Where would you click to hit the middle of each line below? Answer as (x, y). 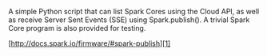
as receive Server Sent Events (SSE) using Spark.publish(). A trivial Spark (129, 20)
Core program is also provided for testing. (77, 28)
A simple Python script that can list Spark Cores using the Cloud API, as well (134, 11)
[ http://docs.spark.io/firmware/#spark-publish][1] (90, 43)
